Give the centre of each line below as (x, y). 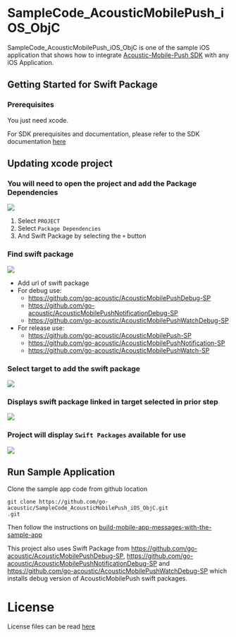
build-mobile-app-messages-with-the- (155, 528)
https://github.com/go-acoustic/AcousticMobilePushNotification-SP (126, 343)
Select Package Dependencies (59, 229)
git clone (22, 502)
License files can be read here (51, 626)
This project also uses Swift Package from (69, 549)
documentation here (37, 141)
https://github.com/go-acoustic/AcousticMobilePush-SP (110, 335)
